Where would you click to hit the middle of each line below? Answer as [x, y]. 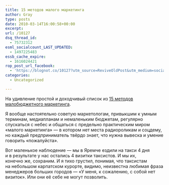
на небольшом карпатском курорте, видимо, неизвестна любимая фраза [84, 166]
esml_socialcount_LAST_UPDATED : [39, 47]
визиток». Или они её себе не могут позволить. [57, 177]
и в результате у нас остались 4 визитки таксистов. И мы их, [71, 155]
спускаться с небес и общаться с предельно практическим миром [77, 124]
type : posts [18, 19]
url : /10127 [18, 33]
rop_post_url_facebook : [30, 66]
